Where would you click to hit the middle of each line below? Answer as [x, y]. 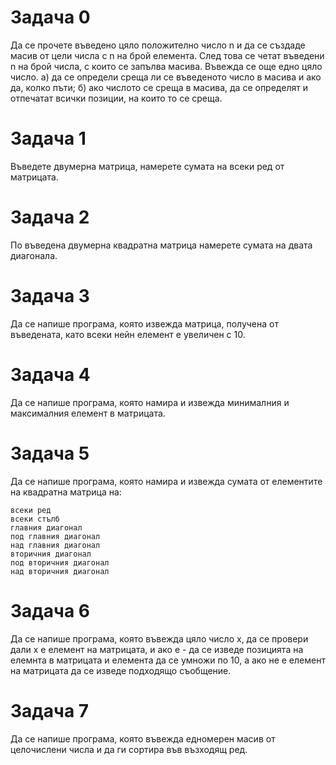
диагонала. [34, 255]
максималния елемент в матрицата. [88, 413]
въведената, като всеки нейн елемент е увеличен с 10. [128, 334]
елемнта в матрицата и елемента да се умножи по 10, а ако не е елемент [168, 660]
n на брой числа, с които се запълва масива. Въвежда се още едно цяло [166, 66]
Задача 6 [50, 610]
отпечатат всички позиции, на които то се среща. [116, 98]
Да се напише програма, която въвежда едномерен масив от [143, 738]
